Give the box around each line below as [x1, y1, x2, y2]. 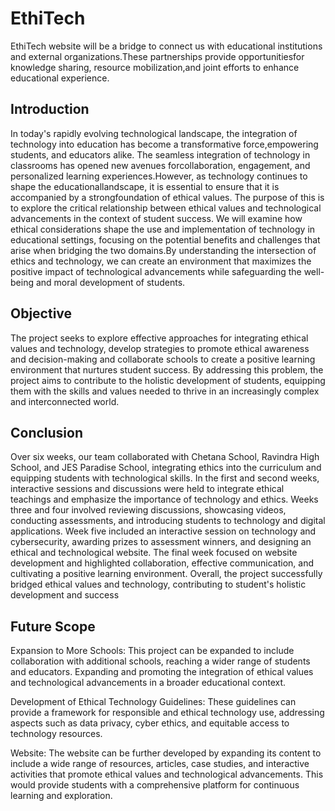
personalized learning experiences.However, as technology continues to [10, 170, 308, 182]
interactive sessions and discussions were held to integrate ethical [10, 483, 285, 495]
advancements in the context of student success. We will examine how [10, 212, 303, 224]
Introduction [10, 101, 90, 118]
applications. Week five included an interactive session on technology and [10, 525, 317, 537]
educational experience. [10, 72, 110, 84]
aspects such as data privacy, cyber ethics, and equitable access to [10, 717, 290, 729]
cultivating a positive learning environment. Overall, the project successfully [10, 568, 323, 580]
